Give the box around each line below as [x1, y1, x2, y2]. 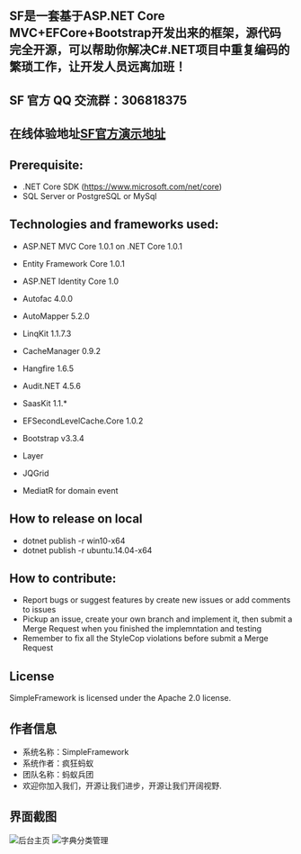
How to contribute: [9, 571, 117, 586]
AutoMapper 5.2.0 [22, 310, 90, 322]
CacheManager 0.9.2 [22, 345, 102, 356]
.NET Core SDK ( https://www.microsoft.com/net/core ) [22, 181, 223, 192]
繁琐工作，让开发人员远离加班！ [9, 59, 187, 75]
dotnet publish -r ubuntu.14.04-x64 [22, 544, 153, 556]
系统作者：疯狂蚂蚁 [22, 758, 94, 768]
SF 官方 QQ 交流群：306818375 [9, 93, 187, 108]
